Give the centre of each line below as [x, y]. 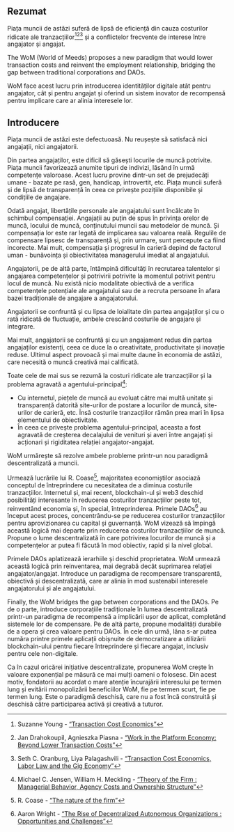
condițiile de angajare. [39, 197]
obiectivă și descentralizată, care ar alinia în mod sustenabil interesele [108, 581]
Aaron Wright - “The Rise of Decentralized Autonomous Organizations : [119, 814]
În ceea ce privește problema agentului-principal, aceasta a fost [109, 427]
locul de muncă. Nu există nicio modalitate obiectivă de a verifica [101, 283]
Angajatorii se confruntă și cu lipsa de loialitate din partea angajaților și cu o [116, 312]
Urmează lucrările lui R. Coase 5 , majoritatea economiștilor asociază [104, 477]
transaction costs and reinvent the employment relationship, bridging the [111, 65]
